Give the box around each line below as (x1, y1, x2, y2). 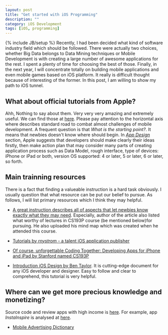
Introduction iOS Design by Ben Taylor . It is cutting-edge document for (12, 262, 159, 269)
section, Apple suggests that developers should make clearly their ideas (5, 137, 155, 143)
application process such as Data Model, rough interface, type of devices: (5, 148, 159, 154)
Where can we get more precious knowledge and (5, 288, 162, 296)
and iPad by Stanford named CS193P (12, 253, 89, 259)
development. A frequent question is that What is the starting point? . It (5, 126, 151, 132)
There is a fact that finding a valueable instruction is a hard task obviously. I (5, 186, 162, 192)
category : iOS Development (5, 21, 62, 27)
